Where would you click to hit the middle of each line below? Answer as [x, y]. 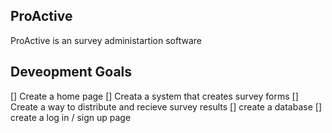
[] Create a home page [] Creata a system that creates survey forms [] [154, 96]
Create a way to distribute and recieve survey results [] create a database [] [166, 106]
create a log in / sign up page [71, 117]
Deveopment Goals [71, 72]
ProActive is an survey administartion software [106, 40]
